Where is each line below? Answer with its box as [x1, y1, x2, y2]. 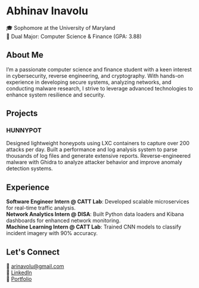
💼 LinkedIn [6, 269, 32, 276]
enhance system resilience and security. [6, 91, 105, 98]
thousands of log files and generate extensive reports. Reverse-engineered [6, 152, 191, 159]
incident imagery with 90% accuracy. [6, 230, 98, 237]
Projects [6, 108, 38, 118]
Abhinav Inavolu [6, 4, 88, 18]
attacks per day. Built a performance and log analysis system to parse [6, 146, 178, 153]
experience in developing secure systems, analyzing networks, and [6, 79, 172, 86]
